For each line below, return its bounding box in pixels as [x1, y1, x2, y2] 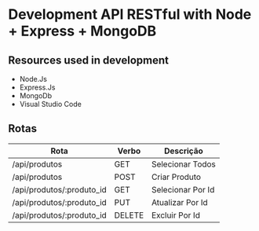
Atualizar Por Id [151, 196, 208, 207]
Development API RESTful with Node [8, 5, 252, 24]
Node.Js [19, 75, 47, 83]
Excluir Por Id [151, 210, 200, 221]
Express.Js [19, 82, 56, 92]
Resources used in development [8, 53, 170, 67]
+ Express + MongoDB [8, 22, 157, 40]
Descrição [163, 145, 203, 156]
